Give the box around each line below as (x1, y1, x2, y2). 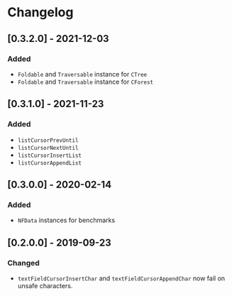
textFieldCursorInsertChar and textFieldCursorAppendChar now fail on (17, 274, 226, 283)
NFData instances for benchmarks (17, 216, 116, 224)
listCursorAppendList (17, 159, 82, 167)
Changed (7, 258, 40, 268)
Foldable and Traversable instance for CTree (17, 70, 148, 78)
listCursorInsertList (17, 152, 82, 159)
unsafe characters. (17, 281, 73, 290)
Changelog (7, 4, 74, 21)
